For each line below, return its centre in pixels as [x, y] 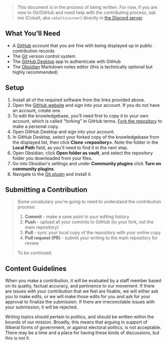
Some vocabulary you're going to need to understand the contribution [89, 202]
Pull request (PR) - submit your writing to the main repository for [91, 238]
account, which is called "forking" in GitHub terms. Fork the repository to [87, 121]
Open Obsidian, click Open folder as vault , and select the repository [83, 153]
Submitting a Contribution [46, 190]
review [32, 243]
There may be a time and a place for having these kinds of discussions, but [82, 333]
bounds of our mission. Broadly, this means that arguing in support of [77, 322]
